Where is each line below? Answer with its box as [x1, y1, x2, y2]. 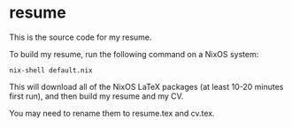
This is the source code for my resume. [9, 32, 152, 42]
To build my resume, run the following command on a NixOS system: [9, 49, 259, 59]
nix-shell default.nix [9, 65, 93, 75]
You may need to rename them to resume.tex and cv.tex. [9, 108, 215, 118]
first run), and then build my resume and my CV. [9, 91, 184, 101]
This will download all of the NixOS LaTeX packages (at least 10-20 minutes [9, 81, 284, 92]
